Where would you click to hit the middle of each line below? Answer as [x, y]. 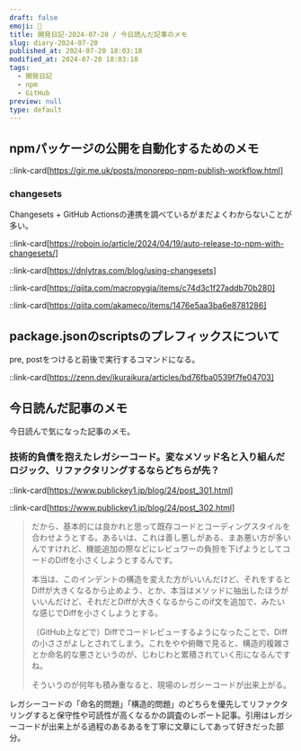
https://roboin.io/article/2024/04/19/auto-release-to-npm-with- [167, 244]
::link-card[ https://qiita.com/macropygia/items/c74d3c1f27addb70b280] [142, 288]
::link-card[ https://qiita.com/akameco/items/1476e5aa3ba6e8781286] [138, 306]
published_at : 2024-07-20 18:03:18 [76, 51]
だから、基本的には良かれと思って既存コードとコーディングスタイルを [161, 526]
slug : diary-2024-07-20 [54, 43]
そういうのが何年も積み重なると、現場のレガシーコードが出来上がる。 [161, 685]
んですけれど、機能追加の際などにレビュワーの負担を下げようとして [157, 549]
